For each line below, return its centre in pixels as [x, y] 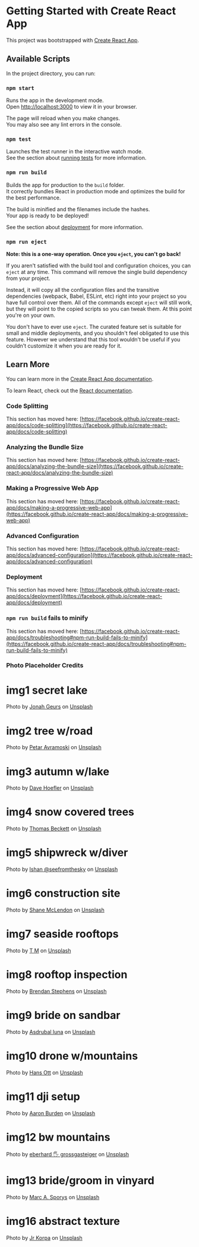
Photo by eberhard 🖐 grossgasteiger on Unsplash [68, 1154]
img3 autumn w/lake [58, 772]
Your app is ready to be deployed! [48, 215]
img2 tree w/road [50, 731]
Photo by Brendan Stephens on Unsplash [56, 991]
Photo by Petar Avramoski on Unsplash [54, 747]
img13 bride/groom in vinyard [80, 1180]
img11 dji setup [43, 1097]
